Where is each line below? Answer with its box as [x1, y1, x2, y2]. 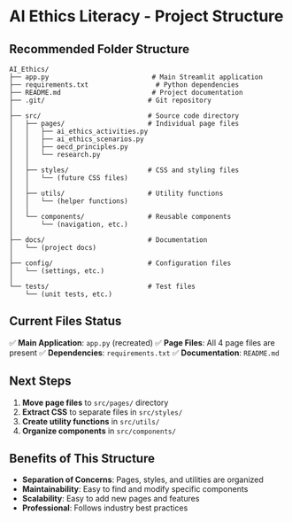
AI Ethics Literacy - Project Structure [9, 6, 284, 27]
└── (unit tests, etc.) [25, 290, 113, 299]
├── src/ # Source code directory [9, 112, 240, 121]
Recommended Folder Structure [9, 42, 190, 57]
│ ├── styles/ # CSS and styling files [9, 166, 240, 175]
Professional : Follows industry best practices [21, 503, 188, 513]
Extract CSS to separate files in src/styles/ [21, 406, 183, 417]
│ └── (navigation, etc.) [9, 220, 128, 229]
